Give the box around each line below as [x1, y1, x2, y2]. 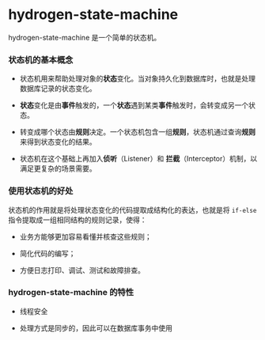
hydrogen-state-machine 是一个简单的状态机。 [8, 32, 161, 42]
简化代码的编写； [19, 248, 76, 258]
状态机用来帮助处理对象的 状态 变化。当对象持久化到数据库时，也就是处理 [19, 74, 256, 84]
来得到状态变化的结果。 [19, 137, 97, 147]
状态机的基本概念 [8, 54, 74, 65]
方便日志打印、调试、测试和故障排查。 [19, 265, 145, 274]
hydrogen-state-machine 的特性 [8, 287, 134, 298]
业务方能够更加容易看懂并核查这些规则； [19, 232, 152, 241]
